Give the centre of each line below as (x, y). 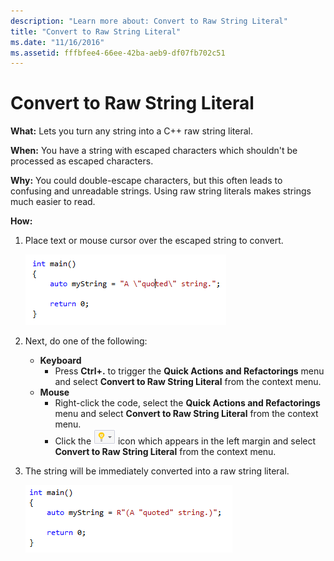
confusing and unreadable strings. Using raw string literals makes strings (161, 191)
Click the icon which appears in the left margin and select (185, 441)
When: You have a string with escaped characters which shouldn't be (154, 151)
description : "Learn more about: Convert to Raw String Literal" (149, 21)
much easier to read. (53, 202)
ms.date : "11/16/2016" (57, 42)
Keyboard (60, 361)
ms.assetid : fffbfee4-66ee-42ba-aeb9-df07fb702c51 (118, 53)
